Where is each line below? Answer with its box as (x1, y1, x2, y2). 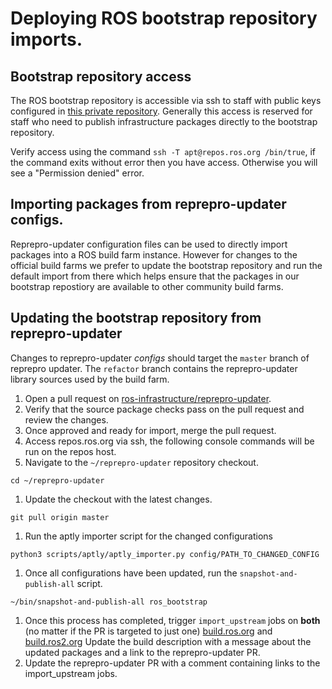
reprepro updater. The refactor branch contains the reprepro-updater (10, 362, 298, 374)
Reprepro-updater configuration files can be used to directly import (10, 238, 288, 250)
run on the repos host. (24, 445, 117, 457)
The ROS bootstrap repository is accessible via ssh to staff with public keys (10, 95, 322, 106)
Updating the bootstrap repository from (10, 310, 262, 327)
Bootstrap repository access (10, 68, 192, 85)
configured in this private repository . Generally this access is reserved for (10, 105, 313, 117)
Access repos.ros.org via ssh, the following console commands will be (24, 435, 315, 447)
